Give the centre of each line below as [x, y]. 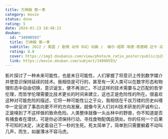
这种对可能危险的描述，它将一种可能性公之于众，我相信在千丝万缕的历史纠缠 [84, 101]
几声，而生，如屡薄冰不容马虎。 [38, 132]
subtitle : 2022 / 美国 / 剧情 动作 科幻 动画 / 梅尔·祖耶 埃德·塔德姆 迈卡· [85, 47]
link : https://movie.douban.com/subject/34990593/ [63, 61]
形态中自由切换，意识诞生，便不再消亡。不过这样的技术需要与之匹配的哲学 [86, 88]
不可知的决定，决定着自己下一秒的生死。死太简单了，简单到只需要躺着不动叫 [84, 126]
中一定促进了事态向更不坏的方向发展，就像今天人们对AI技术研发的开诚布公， [84, 107]
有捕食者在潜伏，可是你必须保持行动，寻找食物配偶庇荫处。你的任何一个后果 [84, 119]
